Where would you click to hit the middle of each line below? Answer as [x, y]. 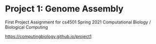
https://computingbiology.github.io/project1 [48, 36]
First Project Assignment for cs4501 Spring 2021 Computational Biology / [78, 22]
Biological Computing [26, 27]
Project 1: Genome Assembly [64, 9]
